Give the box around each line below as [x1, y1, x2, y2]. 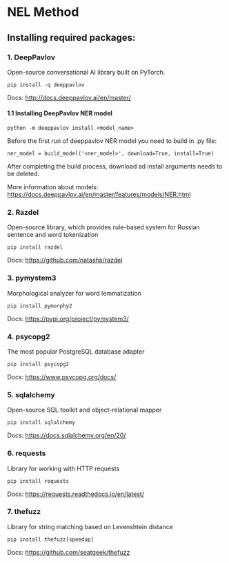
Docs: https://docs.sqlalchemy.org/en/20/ [7, 431, 126, 439]
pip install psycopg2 [7, 361, 70, 368]
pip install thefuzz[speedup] [7, 536, 94, 543]
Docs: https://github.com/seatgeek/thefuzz [7, 548, 130, 556]
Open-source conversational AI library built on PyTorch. [7, 68, 166, 76]
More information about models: [7, 183, 99, 191]
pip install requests [7, 477, 70, 484]
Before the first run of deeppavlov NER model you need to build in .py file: [7, 137, 217, 145]
